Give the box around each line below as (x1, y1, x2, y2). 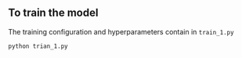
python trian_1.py (8, 42, 68, 50)
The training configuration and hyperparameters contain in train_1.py (8, 27, 234, 36)
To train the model (8, 6, 99, 20)
